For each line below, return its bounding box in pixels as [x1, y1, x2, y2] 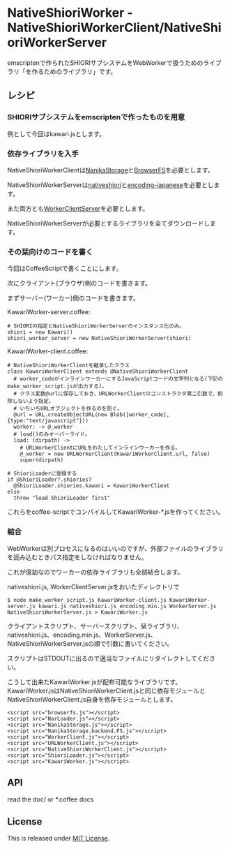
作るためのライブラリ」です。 [31, 67, 117, 75]
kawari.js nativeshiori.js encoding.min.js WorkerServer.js [38, 603, 217, 610]
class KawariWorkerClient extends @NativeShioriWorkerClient [7, 368, 189, 375]
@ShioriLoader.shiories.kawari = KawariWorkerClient [13, 482, 170, 489]
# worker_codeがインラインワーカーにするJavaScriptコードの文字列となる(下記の [13, 376, 224, 383]
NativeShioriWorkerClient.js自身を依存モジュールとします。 [7, 695, 177, 703]
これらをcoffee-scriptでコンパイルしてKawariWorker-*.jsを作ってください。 [7, 508, 224, 516]
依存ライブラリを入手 [7, 149, 79, 158]
